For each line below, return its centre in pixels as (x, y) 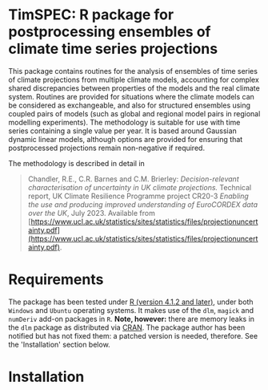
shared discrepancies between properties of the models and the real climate (134, 88)
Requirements (56, 280)
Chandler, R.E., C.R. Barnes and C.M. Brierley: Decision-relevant (133, 179)
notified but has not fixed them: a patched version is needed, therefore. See (133, 335)
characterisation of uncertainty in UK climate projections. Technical (140, 187)
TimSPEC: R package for (91, 15)
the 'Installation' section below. (59, 344)
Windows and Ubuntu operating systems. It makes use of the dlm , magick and (131, 310)
